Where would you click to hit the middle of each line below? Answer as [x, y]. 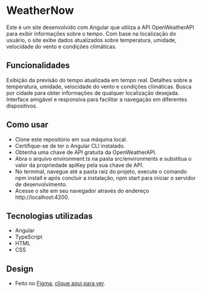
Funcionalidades [38, 66]
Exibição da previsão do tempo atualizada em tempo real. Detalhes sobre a [99, 80]
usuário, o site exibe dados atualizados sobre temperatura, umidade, [91, 40]
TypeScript [29, 237]
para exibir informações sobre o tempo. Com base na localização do [91, 33]
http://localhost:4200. [42, 197]
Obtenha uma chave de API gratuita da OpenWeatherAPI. [86, 152]
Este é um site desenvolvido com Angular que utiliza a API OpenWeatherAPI [100, 27]
